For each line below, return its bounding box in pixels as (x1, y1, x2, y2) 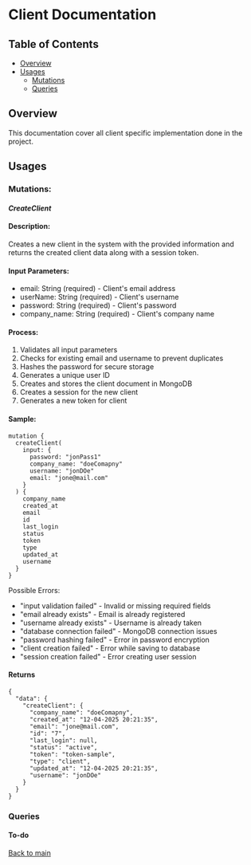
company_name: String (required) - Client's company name (19, 309, 215, 319)
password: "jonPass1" (29, 453, 102, 461)
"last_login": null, (29, 736, 98, 745)
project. (8, 136, 34, 146)
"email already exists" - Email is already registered (19, 609, 186, 619)
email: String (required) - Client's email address (19, 284, 176, 293)
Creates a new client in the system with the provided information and (8, 239, 235, 249)
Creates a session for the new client (19, 387, 138, 397)
